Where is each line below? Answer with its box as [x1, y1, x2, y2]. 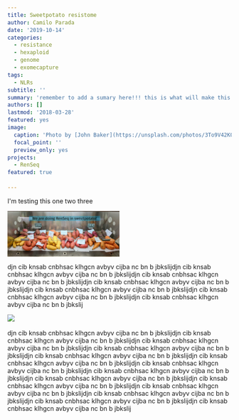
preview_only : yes [14, 146, 69, 154]
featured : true [7, 169, 53, 176]
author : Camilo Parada [7, 18, 75, 26]
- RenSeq [14, 161, 40, 168]
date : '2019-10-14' [7, 26, 65, 33]
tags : [7, 71, 23, 78]
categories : [7, 34, 43, 41]
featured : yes [7, 117, 50, 124]
